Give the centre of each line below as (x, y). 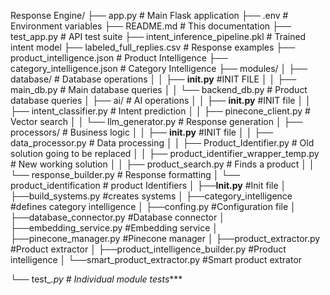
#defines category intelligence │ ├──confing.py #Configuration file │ (153, 206)
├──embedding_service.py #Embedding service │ (114, 228)
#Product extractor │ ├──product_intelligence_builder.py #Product (148, 249)
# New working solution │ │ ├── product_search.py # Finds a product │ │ (162, 164)
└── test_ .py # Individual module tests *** (96, 279)
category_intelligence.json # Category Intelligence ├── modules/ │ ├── (159, 68)
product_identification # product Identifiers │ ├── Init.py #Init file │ (148, 185)
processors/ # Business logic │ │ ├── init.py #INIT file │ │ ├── (142, 132)
